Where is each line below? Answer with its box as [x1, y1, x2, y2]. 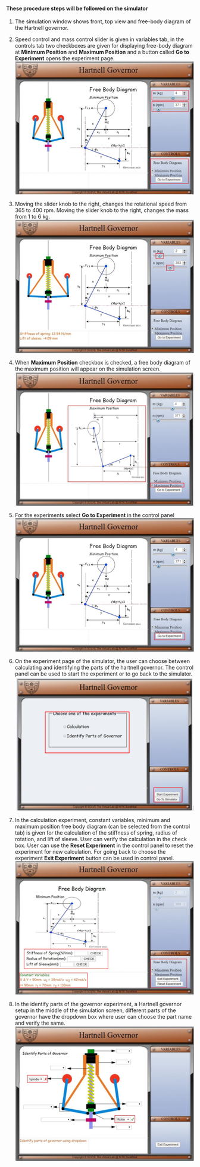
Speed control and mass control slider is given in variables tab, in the [14, 36, 185, 43]
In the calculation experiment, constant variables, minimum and [14, 816, 171, 823]
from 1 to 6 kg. [14, 213, 51, 220]
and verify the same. [14, 1019, 65, 1026]
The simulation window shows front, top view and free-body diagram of [14, 18, 191, 25]
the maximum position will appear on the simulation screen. [14, 365, 161, 372]
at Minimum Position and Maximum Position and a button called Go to [14, 48, 189, 56]
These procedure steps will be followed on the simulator [6, 5, 148, 12]
